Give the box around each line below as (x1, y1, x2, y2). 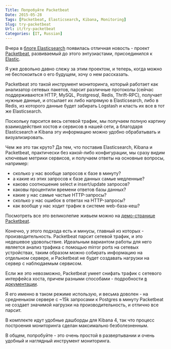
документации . (5, 281, 38, 287)
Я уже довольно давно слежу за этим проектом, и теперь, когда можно (5, 66, 162, 72)
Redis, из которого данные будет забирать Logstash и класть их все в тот (5, 103, 165, 109)
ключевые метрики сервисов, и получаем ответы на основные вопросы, (5, 155, 165, 161)
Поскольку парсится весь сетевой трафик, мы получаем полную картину (5, 118, 166, 124)
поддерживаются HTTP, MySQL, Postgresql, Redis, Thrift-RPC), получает (5, 92, 162, 98)
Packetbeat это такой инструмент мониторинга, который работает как (5, 81, 159, 87)
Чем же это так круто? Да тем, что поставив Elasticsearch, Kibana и (5, 144, 153, 150)
